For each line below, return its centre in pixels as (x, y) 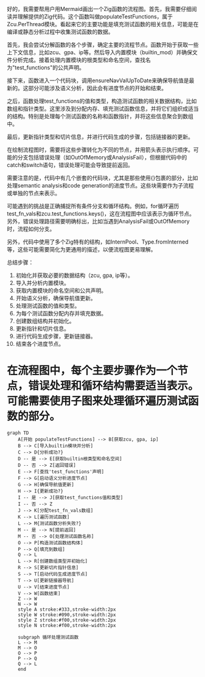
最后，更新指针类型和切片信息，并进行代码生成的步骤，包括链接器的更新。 (100, 137)
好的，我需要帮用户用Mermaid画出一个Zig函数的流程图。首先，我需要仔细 (99, 9)
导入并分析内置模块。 (42, 283)
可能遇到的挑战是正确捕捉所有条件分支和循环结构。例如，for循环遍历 (93, 206)
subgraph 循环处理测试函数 (48, 637)
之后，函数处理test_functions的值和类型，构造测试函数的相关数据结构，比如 (102, 101)
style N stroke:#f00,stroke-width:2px (67, 625)
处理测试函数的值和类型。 (48, 306)
